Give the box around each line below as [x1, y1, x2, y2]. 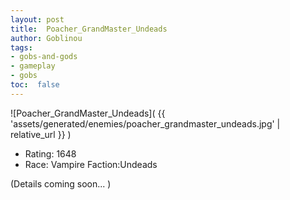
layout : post [10, 14, 65, 25]
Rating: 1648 [24, 147, 77, 160]
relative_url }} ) [10, 128, 72, 140]
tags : [10, 42, 33, 53]
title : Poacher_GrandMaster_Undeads [10, 24, 168, 34]
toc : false [10, 80, 60, 90]
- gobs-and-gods [10, 52, 78, 62]
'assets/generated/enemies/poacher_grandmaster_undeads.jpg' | [10, 117, 281, 130]
